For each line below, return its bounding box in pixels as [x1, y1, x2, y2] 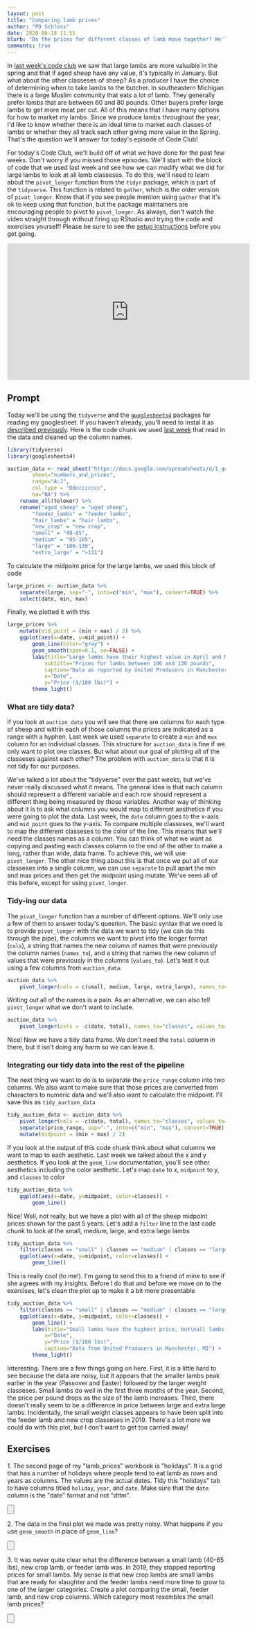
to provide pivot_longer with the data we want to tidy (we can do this [7, 927, 205, 935]
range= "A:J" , [32, 478, 70, 486]
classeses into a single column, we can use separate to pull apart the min [7, 864, 216, 873]
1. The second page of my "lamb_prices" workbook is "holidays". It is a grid [7, 1461, 222, 1470]
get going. [7, 230, 37, 238]
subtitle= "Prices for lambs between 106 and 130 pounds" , [44, 660, 215, 667]
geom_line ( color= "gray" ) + [32, 641, 110, 648]
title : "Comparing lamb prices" [7, 17, 100, 24]
